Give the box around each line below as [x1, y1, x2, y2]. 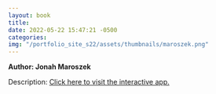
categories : [8, 33, 47, 42]
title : [8, 19, 30, 27]
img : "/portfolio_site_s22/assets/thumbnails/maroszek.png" [8, 41, 210, 49]
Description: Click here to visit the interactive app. [8, 78, 170, 87]
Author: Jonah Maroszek [8, 62, 92, 71]
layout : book [8, 11, 51, 20]
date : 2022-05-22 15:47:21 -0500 [8, 26, 118, 34]
